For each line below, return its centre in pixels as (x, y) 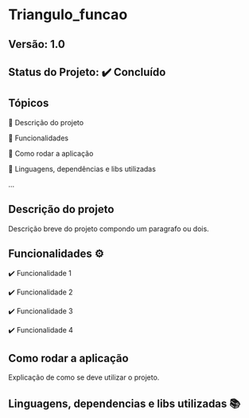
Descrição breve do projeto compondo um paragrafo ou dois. (109, 228)
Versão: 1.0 (37, 44)
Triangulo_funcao (68, 15)
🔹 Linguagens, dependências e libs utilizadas (82, 168)
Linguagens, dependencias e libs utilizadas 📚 (124, 403)
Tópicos (29, 103)
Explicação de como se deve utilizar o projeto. (84, 377)
